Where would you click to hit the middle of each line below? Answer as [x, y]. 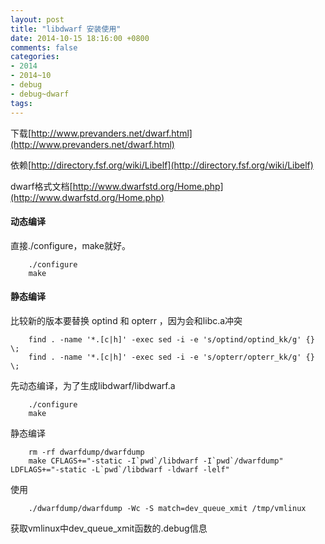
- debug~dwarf [40, 94]
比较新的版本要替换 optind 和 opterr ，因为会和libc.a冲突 [126, 320]
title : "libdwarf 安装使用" [66, 29]
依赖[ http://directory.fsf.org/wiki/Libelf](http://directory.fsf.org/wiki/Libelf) [162, 165]
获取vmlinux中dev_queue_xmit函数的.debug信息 [109, 528]
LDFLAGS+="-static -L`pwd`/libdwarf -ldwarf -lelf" [120, 469]
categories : [35, 57]
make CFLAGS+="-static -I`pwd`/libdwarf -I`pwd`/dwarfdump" [156, 461]
